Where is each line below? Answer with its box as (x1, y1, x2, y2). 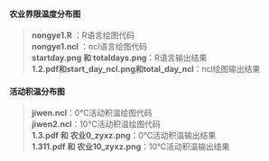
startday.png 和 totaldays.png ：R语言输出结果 (31, 52, 208, 63)
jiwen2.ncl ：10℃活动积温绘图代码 (31, 119, 161, 130)
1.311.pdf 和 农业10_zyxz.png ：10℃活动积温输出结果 (31, 141, 230, 152)
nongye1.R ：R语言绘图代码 (31, 30, 135, 40)
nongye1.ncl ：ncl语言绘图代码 (31, 41, 147, 52)
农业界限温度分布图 (9, 8, 81, 19)
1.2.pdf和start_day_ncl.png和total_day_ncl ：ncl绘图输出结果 (31, 64, 261, 75)
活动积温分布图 (9, 85, 65, 96)
